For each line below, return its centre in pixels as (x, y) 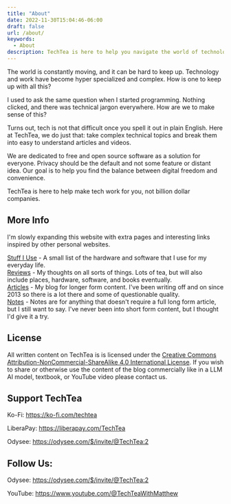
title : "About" (29, 13)
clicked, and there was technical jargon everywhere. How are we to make (111, 107)
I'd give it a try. (28, 316)
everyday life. (26, 265)
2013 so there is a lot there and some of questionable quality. (93, 294)
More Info (28, 221)
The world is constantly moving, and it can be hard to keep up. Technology (113, 71)
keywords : (21, 39)
